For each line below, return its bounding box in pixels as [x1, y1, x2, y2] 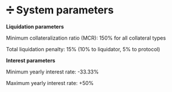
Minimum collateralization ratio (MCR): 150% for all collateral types [6, 34, 166, 41]
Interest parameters [6, 56, 55, 64]
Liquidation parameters [6, 23, 64, 30]
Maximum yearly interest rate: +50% [6, 79, 94, 86]
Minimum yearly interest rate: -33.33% [6, 68, 99, 75]
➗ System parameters [6, 3, 114, 17]
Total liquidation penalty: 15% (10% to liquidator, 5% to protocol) [6, 45, 160, 52]
